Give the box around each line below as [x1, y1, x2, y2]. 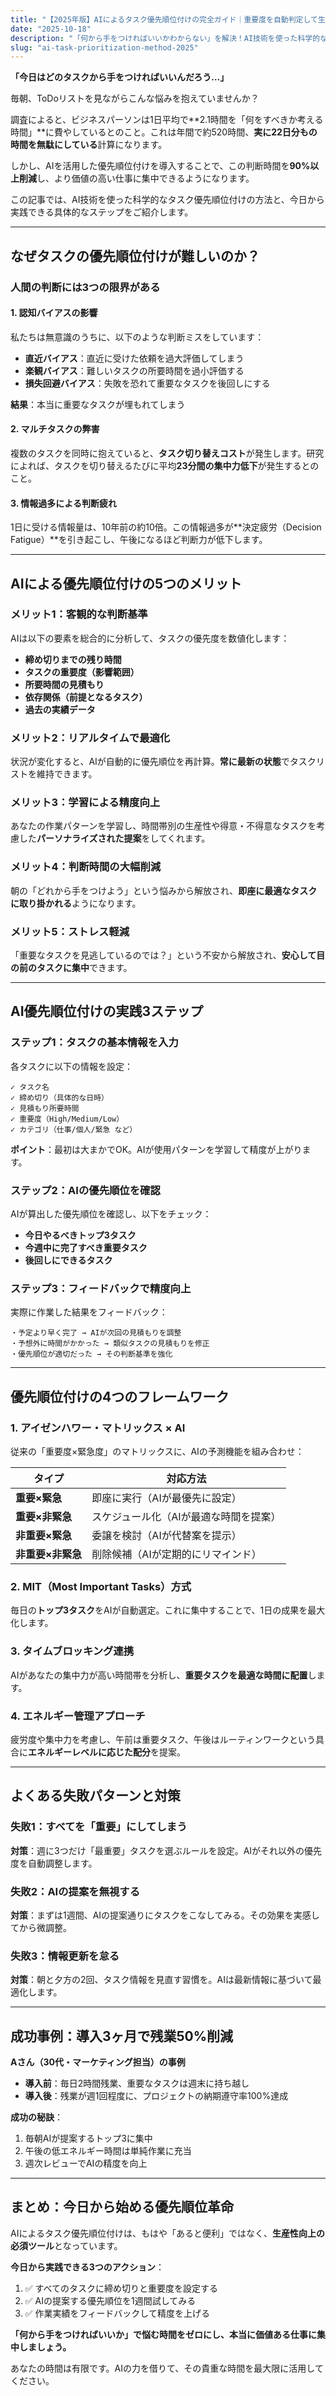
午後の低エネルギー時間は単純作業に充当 [24, 2145, 192, 2156]
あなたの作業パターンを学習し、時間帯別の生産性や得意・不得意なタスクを [10, 820, 317, 832]
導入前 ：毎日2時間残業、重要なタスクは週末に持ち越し [24, 2077, 250, 2089]
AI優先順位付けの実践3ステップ [10, 1003, 204, 1020]
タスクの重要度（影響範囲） [24, 666, 140, 678]
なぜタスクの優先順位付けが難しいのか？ [10, 247, 260, 265]
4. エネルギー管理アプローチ [10, 1709, 146, 1723]
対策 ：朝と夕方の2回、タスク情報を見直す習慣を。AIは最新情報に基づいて [10, 1974, 313, 1986]
